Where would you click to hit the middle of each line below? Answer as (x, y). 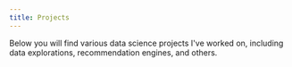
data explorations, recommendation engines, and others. (113, 52)
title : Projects (39, 17)
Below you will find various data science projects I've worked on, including (146, 43)
